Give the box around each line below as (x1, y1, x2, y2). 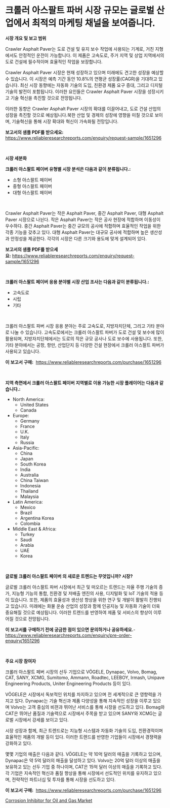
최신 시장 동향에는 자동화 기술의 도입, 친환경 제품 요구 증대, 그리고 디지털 (20, 82, 163, 88)
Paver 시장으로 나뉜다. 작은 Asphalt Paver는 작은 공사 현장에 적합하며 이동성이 (5, 216, 161, 223)
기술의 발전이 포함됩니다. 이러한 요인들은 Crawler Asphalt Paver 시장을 (5, 88, 147, 95)
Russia (20, 439, 34, 445)
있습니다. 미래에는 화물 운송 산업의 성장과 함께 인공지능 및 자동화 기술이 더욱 (10, 603, 160, 609)
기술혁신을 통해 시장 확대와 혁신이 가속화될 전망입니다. (12, 118, 119, 125)
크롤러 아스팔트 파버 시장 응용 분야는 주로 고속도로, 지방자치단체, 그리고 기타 (5, 323, 155, 329)
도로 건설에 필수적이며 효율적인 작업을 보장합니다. (5, 58, 103, 65)
